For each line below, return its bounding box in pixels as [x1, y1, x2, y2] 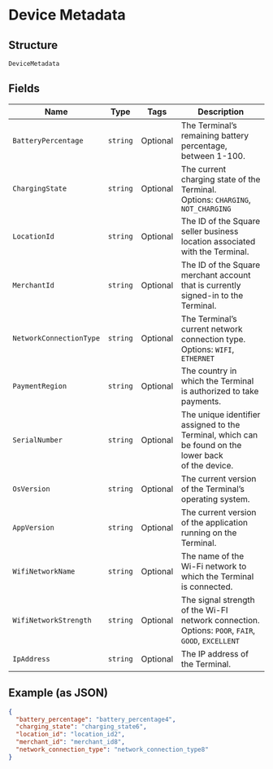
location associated [181, 235, 256, 247]
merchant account [181, 269, 251, 280]
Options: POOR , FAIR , [181, 625, 256, 636]
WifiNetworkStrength [12, 615, 92, 625]
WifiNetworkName [12, 566, 76, 576]
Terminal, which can [181, 429, 258, 441]
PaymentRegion [12, 381, 67, 390]
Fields [8, 81, 41, 95]
